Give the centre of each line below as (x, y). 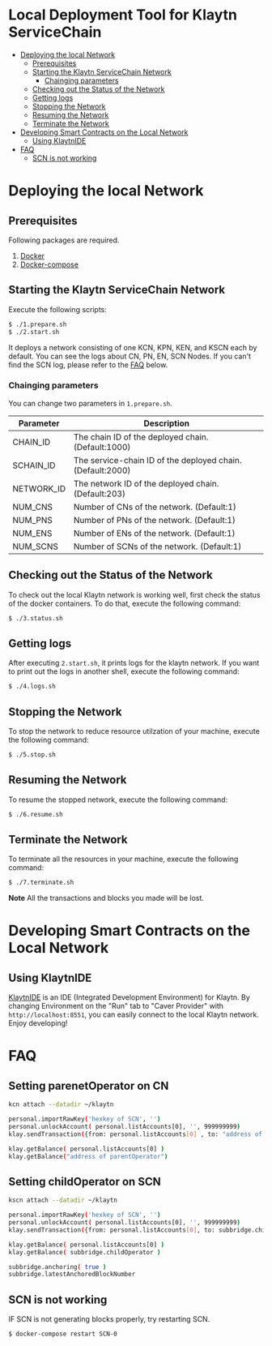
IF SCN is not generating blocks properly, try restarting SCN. (109, 1319)
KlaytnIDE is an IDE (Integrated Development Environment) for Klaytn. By (130, 997)
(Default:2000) (102, 470)
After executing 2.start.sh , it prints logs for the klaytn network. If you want (134, 663)
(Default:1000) (102, 447)
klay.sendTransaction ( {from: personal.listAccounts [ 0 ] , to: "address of (136, 1134)
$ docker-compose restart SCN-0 (63, 1334)
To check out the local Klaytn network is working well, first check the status (134, 594)
